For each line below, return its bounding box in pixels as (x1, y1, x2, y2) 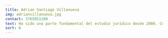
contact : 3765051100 (5, 16, 48, 21)
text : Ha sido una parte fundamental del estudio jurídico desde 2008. (5, 21, 157, 26)
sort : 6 (5, 26, 21, 31)
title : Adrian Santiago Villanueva (5, 7, 79, 12)
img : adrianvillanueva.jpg (5, 12, 61, 17)
